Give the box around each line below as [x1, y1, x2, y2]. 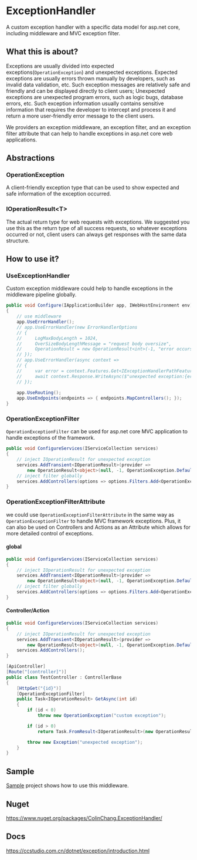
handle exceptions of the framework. [6, 434, 96, 441]
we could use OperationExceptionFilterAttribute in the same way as [6, 511, 175, 518]
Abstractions [6, 153, 55, 163]
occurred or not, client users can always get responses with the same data [6, 231, 186, 238]
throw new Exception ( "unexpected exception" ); [27, 739, 143, 745]
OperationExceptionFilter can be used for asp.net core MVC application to [6, 428, 188, 435]
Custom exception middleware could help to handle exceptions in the [6, 285, 173, 292]
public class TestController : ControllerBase [6, 674, 122, 680]
